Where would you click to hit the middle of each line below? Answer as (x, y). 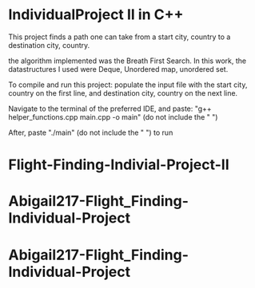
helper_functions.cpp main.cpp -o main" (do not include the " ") (113, 116)
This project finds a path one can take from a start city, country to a (120, 37)
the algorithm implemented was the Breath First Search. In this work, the (127, 61)
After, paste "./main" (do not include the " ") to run (91, 132)
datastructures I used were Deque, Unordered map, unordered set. (118, 69)
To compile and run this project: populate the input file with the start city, (128, 85)
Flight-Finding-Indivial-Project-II (119, 165)
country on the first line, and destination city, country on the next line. (123, 93)
